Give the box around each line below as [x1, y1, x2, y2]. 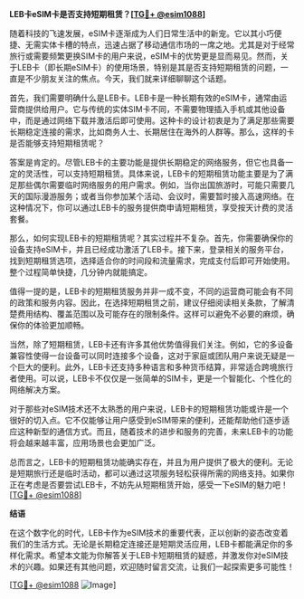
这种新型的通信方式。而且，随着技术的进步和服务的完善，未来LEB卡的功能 [16, 426, 294, 437]
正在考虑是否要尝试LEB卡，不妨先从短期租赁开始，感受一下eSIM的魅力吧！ [9, 480, 290, 490]
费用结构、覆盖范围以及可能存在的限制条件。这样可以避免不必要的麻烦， [16, 309, 287, 319]
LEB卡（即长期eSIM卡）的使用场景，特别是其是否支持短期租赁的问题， [16, 62, 281, 72]
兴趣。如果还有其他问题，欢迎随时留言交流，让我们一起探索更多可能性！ [24, 561, 295, 572]
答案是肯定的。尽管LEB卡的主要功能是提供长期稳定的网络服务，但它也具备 [9, 157, 286, 167]
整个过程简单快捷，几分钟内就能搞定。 [9, 267, 152, 277]
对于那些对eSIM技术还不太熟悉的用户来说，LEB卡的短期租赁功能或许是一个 [9, 404, 290, 414]
